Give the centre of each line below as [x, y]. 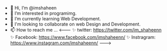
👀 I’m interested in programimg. [43, 13]
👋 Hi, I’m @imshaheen [33, 8]
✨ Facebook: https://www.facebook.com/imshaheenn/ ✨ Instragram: [83, 37]
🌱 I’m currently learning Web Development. [55, 19]
